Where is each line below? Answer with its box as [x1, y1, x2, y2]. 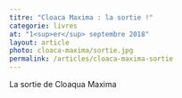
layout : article [9, 37, 70, 47]
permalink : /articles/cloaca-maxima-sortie [9, 54, 174, 63]
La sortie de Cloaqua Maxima [9, 79, 118, 89]
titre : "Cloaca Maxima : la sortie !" [9, 12, 153, 22]
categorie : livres [9, 21, 78, 30]
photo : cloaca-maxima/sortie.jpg [9, 46, 134, 55]
